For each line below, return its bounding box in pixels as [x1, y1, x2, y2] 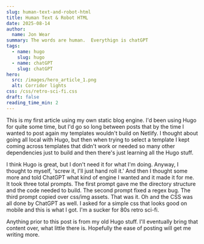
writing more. [6, 231, 40, 238]
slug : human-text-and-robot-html [6, 9, 91, 15]
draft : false [6, 94, 40, 100]
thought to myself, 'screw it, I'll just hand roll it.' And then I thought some [6, 167, 188, 174]
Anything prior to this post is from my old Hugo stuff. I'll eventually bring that [6, 218, 199, 225]
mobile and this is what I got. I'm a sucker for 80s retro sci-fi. [6, 206, 160, 213]
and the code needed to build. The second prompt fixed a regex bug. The [6, 187, 191, 194]
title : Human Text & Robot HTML [6, 15, 88, 21]
